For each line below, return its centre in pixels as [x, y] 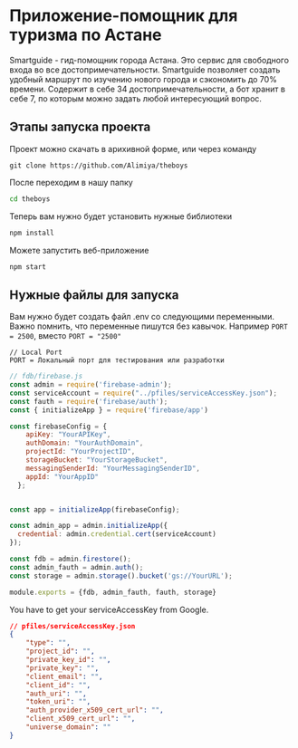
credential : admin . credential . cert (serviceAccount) [117, 534]
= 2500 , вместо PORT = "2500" [66, 336]
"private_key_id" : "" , [68, 660]
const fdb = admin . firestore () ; [70, 559]
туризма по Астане [86, 35]
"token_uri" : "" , [58, 702]
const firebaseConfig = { [58, 427]
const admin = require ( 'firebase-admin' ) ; [91, 385]
